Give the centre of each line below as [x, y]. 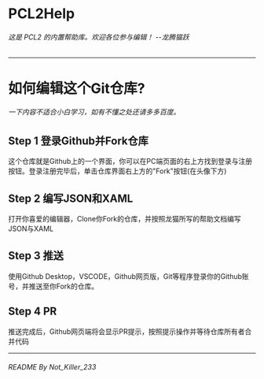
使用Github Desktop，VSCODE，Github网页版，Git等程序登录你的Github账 [128, 276]
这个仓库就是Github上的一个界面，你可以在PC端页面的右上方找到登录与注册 [130, 162]
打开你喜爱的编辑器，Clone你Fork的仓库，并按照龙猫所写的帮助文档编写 [125, 219]
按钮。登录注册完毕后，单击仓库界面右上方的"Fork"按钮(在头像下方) [117, 171]
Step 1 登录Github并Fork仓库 [79, 141]
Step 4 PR [33, 312]
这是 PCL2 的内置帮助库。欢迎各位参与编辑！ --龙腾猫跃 [99, 37]
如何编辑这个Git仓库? [77, 88]
